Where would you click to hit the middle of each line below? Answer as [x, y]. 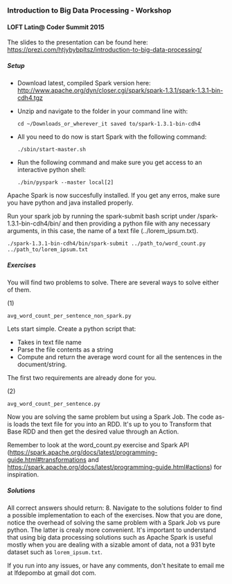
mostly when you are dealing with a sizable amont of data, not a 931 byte [111, 545]
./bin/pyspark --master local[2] [65, 182]
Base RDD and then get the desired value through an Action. [93, 431]
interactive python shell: [52, 170]
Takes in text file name [49, 343]
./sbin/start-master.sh [52, 150]
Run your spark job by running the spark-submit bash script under [101, 216]
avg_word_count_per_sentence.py [54, 404]
